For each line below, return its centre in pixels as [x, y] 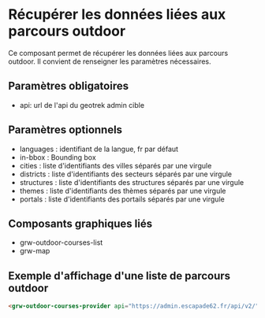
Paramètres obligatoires [68, 86]
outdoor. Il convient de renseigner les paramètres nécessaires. [110, 61]
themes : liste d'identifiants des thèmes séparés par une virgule [123, 190]
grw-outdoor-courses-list [61, 242]
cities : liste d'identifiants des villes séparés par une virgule [116, 165]
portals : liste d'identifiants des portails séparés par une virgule [122, 199]
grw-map [35, 251]
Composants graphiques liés [80, 223]
